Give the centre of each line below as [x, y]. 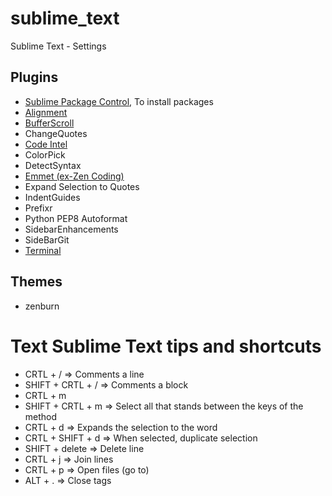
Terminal [43, 250]
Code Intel [46, 144]
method [41, 416]
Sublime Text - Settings [58, 46]
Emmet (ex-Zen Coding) [74, 176]
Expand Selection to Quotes [82, 186]
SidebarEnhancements [71, 229]
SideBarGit [47, 239]
